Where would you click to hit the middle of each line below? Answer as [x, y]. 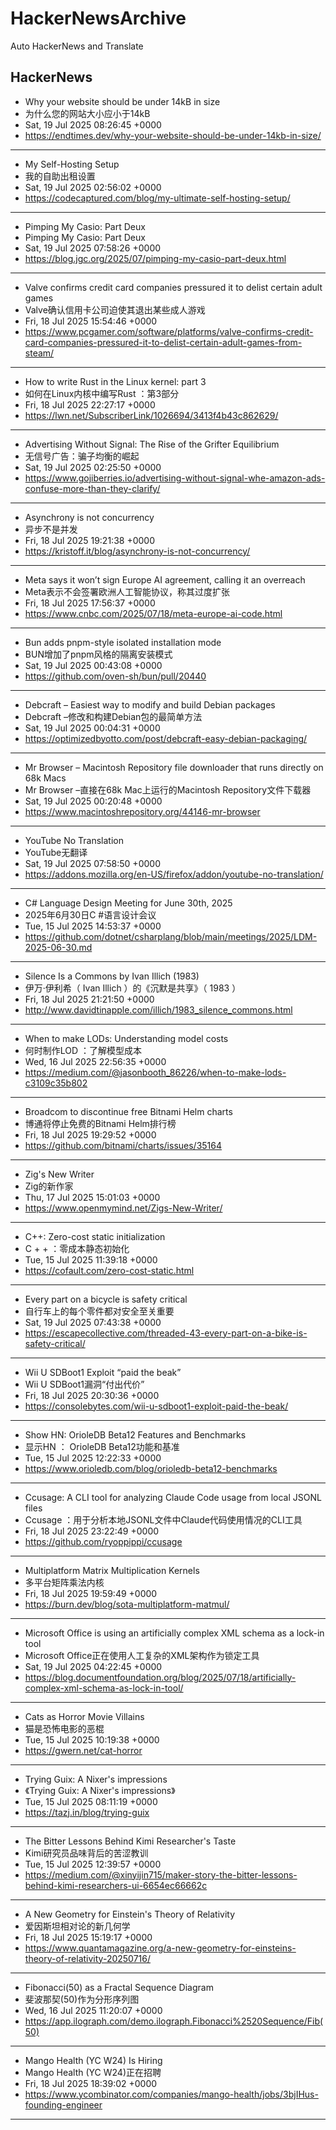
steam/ [39, 353]
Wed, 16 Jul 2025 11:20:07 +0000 [93, 2010]
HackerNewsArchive [98, 18]
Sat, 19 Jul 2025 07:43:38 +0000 [93, 1322]
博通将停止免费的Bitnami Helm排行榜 [100, 1123]
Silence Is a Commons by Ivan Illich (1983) [112, 976]
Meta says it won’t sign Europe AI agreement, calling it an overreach [165, 579]
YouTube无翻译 [56, 852]
